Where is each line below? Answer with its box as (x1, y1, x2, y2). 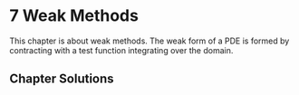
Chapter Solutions (9, 71, 115, 87)
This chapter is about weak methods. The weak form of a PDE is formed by (9, 35, 290, 46)
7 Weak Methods (9, 5, 139, 26)
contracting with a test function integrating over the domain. (9, 44, 234, 55)
